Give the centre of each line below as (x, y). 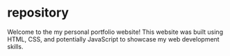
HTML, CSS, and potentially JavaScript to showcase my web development (114, 39)
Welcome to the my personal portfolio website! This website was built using (115, 32)
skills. (15, 46)
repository (38, 13)
